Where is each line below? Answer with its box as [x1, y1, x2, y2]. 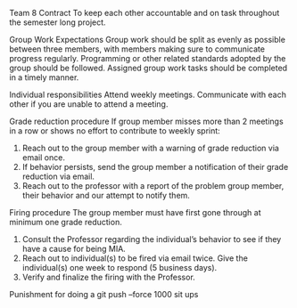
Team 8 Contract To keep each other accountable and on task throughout [9, 8, 280, 18]
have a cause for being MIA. [21, 244, 127, 254]
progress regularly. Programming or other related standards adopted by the [9, 53, 286, 63]
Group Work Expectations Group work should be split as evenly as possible [9, 35, 285, 45]
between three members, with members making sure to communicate [9, 44, 266, 54]
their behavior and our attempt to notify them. [21, 190, 190, 200]
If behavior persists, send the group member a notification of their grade [21, 162, 289, 172]
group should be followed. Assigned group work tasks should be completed [9, 62, 288, 73]
